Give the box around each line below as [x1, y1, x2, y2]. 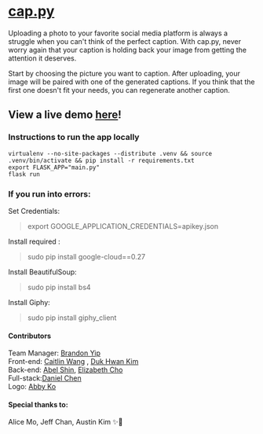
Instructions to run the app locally [8, 132, 140, 143]
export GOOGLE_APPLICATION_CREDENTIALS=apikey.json [27, 221, 218, 230]
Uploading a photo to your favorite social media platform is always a [8, 28, 228, 38]
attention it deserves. [8, 53, 77, 63]
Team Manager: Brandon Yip [8, 348, 100, 358]
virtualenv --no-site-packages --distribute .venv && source [8, 149, 213, 157]
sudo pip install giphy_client [27, 313, 117, 322]
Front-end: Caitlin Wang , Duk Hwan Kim [8, 357, 139, 366]
